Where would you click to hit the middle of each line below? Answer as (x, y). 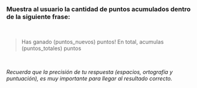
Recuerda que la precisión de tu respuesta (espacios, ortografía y (90, 72)
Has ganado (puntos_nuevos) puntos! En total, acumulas (92, 42)
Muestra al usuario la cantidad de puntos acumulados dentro (98, 9)
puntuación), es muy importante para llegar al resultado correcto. (89, 79)
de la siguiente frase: (38, 16)
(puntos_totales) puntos (51, 48)
